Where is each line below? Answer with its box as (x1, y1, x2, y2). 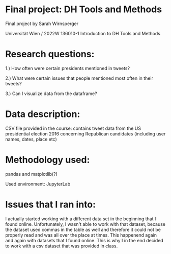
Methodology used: (5, 154, 90, 166)
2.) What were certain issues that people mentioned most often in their (5, 75, 154, 81)
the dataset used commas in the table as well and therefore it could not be (5, 226, 161, 233)
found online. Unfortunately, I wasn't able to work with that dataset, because (5, 221, 165, 227)
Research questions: (5, 49, 95, 60)
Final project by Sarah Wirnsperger (5, 20, 79, 27)
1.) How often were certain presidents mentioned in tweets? (5, 65, 130, 71)
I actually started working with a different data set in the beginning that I (5, 216, 156, 222)
